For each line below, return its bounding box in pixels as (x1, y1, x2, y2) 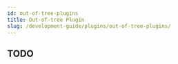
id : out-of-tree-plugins (7, 10, 79, 17)
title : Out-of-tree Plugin (7, 16, 85, 23)
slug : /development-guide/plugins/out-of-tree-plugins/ (7, 22, 171, 29)
